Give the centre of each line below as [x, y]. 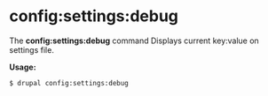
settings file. [32, 49]
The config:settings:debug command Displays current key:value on [134, 41]
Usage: [23, 67]
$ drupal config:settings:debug [69, 83]
